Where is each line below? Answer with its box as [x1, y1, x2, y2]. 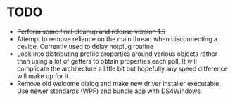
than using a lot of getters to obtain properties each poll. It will [16, 57, 198, 65]
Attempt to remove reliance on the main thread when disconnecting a [16, 34, 218, 43]
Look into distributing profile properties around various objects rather [16, 50, 218, 58]
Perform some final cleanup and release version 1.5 [16, 27, 166, 36]
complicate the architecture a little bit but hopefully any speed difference [16, 64, 228, 73]
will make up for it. [16, 71, 71, 80]
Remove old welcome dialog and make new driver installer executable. [16, 79, 221, 87]
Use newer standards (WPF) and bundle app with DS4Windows [16, 87, 201, 95]
